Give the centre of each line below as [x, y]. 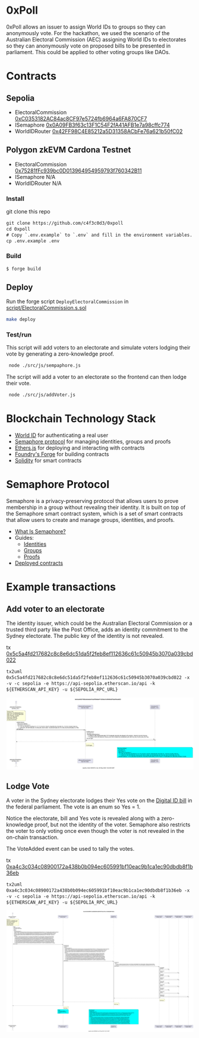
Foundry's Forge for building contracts [62, 454]
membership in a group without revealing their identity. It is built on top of [96, 507]
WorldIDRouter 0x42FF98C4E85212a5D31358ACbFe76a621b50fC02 [99, 131]
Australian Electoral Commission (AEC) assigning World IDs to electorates [96, 39]
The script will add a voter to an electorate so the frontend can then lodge [97, 377]
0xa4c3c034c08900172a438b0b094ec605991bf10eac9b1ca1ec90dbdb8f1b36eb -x [98, 891]
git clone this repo [28, 212]
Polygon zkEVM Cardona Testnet [69, 150]
